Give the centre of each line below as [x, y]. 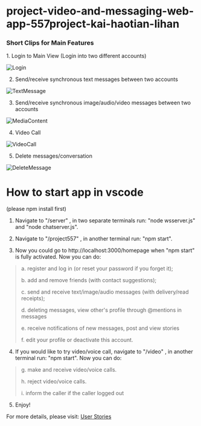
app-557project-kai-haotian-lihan [93, 24]
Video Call [28, 133]
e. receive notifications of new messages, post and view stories [100, 328]
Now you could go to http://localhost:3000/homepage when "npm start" [105, 250]
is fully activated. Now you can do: [58, 257]
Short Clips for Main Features [50, 43]
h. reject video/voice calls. [54, 381]
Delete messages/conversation [53, 156]
